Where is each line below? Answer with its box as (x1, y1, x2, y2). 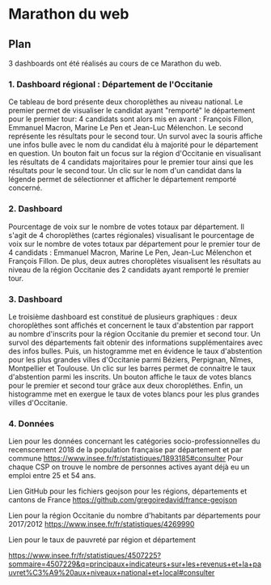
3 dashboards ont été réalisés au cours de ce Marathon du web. (8, 58, 222, 68)
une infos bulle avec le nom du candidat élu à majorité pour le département (8, 140, 259, 150)
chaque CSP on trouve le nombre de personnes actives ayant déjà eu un (8, 462, 250, 472)
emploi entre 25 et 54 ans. (8, 471, 96, 481)
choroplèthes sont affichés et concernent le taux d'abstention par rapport (8, 320, 254, 330)
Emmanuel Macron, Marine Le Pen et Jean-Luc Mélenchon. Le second (8, 123, 243, 133)
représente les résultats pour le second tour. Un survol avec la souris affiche (8, 131, 263, 142)
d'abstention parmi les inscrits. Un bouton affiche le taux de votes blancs (8, 371, 252, 381)
